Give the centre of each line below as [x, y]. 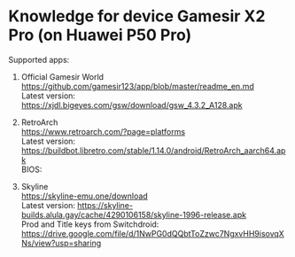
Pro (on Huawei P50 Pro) [100, 35]
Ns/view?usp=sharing [61, 243]
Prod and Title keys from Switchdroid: [90, 224]
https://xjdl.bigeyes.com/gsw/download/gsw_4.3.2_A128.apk [132, 105]
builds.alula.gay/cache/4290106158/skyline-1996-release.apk [134, 214]
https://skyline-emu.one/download [84, 196]
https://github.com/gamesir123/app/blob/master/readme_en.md [137, 86]
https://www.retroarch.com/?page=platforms [103, 131]
